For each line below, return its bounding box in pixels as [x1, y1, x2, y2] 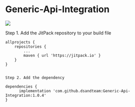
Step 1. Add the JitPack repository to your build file [5, 29, 112, 36]
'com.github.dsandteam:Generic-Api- [53, 88, 130, 93]
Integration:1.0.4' [5, 93, 47, 98]
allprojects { [5, 40, 36, 45]
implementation [18, 88, 51, 93]
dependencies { [5, 84, 38, 89]
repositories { [14, 44, 47, 49]
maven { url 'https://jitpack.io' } [23, 53, 101, 58]
